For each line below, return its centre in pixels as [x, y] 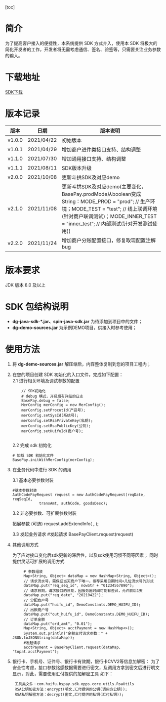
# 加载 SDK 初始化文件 [33, 455]
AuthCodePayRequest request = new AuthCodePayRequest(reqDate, [79, 495]
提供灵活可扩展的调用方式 [38, 561]
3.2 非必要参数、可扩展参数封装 [44, 513]
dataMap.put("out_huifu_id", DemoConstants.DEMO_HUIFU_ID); [86, 614]
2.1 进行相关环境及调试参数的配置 [46, 380]
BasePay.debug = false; [46, 400]
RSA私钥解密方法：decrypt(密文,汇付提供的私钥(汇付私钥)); [69, 694]
